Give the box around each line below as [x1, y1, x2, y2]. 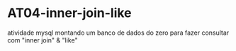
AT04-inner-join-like [7, 5, 133, 21]
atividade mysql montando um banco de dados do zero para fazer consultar [7, 28, 230, 37]
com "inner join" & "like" [7, 35, 78, 44]
